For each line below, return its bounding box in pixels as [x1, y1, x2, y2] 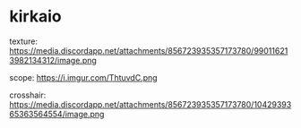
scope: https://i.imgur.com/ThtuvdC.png [9, 72, 159, 82]
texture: [9, 36, 39, 47]
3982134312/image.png [9, 55, 97, 65]
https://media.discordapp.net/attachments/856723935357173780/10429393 [9, 98, 292, 109]
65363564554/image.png [9, 108, 105, 119]
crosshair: [9, 90, 47, 100]
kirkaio [9, 6, 62, 27]
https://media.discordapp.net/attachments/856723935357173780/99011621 [9, 45, 288, 55]
